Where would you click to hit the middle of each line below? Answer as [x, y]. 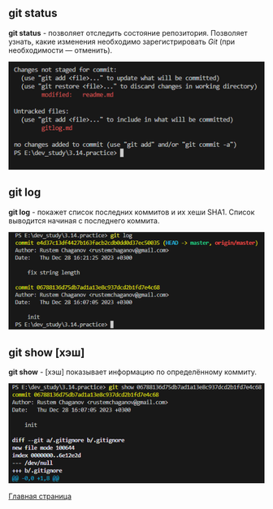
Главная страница [40, 496]
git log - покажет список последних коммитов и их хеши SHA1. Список [132, 212]
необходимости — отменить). [61, 50]
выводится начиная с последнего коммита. [84, 220]
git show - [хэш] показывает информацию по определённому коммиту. [133, 372]
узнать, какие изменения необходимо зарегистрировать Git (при [122, 41]
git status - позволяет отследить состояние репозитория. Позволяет [128, 32]
